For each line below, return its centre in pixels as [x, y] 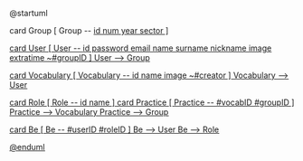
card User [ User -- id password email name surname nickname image [141, 48]
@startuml [28, 13]
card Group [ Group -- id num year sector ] [89, 30]
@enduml [27, 147]
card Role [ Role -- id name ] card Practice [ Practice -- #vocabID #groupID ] [152, 102]
